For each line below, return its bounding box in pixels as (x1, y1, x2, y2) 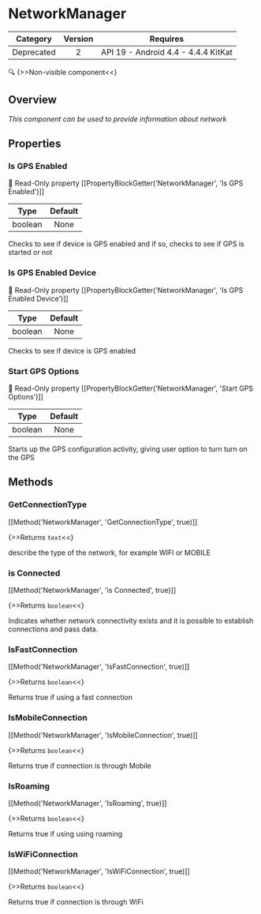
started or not (8, 248, 53, 257)
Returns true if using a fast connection (8, 692, 132, 702)
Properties (8, 137, 62, 151)
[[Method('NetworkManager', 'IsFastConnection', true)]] (8, 662, 190, 672)
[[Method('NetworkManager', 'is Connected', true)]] (8, 586, 176, 595)
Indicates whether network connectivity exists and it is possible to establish (8, 616, 254, 626)
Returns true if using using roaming (8, 829, 123, 838)
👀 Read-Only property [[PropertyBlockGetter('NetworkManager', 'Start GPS (8, 384, 254, 393)
